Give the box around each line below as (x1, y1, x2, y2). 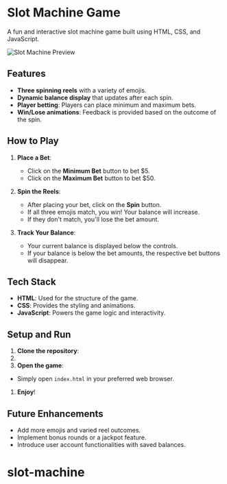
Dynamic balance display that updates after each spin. (16, 93, 174, 101)
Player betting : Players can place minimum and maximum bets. (16, 101, 197, 109)
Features (7, 68, 46, 80)
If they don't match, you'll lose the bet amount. (27, 215, 160, 223)
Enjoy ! (16, 388, 36, 396)
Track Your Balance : (16, 228, 76, 237)
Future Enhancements (7, 408, 104, 420)
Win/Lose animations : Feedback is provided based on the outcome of (16, 108, 217, 116)
